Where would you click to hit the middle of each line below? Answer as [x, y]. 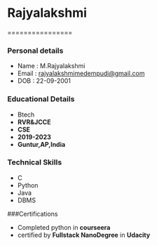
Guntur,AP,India [41, 144]
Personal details [35, 51]
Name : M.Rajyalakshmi [51, 66]
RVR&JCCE [34, 122]
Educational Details [41, 99]
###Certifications [33, 214]
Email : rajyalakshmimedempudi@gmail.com [81, 73]
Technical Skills [35, 162]
